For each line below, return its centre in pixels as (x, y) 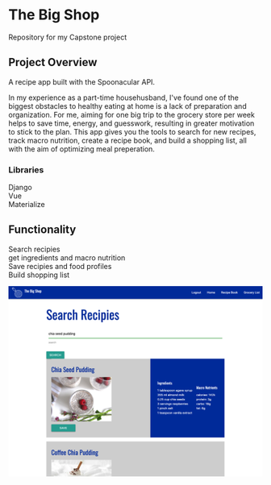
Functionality (42, 230)
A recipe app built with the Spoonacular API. (82, 81)
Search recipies (34, 249)
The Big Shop (54, 15)
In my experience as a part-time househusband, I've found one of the (124, 97)
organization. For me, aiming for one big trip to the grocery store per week (132, 114)
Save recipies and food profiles (60, 266)
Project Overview (53, 62)
